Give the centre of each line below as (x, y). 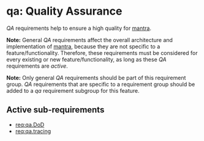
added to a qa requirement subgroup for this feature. (73, 90)
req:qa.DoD (30, 125)
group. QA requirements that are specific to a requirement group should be (101, 84)
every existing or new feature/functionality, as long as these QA (86, 59)
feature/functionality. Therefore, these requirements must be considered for (102, 52)
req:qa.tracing (33, 131)
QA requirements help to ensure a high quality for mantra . (79, 28)
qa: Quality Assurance (64, 11)
